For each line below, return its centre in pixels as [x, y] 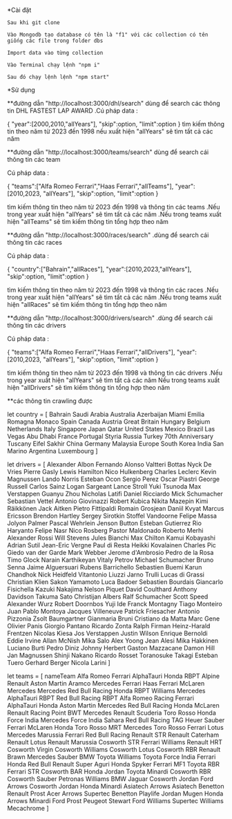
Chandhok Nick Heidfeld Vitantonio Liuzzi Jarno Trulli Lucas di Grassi [106, 574]
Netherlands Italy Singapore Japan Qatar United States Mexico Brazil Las [111, 429]
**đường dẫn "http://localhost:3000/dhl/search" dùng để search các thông [114, 103]
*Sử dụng [21, 90]
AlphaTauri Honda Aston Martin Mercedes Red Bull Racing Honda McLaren [113, 705]
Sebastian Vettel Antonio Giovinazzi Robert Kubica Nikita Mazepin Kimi [108, 501]
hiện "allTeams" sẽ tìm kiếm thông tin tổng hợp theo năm [88, 222]
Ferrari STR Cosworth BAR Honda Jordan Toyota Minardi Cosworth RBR [109, 771]
